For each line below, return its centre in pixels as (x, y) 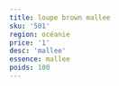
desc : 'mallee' (38, 51)
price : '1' (30, 43)
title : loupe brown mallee (60, 17)
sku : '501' (30, 26)
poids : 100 (30, 68)
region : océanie (40, 34)
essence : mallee (40, 59)
